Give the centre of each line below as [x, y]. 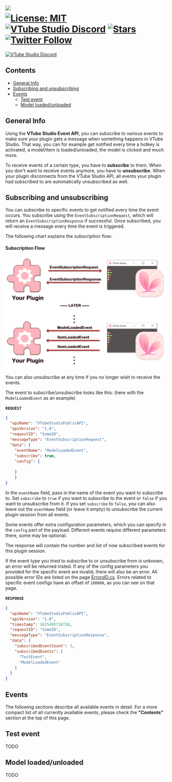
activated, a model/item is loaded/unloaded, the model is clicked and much [85, 150]
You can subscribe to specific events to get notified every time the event [82, 210]
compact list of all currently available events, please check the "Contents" [84, 712]
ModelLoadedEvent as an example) [41, 398]
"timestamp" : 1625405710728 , [41, 624]
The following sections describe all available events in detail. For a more [81, 707]
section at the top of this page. [38, 718]
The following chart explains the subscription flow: [59, 236]
